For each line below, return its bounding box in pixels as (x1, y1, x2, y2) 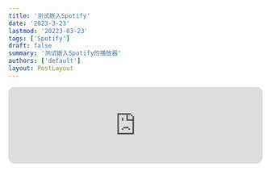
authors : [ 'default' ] (8, 57, 81, 65)
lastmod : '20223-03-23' (8, 27, 89, 35)
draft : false (8, 42, 52, 50)
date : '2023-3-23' (8, 19, 70, 27)
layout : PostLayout (8, 65, 74, 73)
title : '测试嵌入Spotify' (8, 11, 91, 20)
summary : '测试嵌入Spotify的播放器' (8, 49, 123, 57)
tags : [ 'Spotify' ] (8, 34, 70, 43)
